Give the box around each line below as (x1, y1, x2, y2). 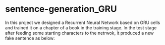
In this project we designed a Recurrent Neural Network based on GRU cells (5, 20, 160, 25)
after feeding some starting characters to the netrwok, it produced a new (5, 30, 154, 36)
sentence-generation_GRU (5, 3, 117, 15)
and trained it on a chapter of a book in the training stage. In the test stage (5, 24, 157, 30)
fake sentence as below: (5, 35, 55, 41)
